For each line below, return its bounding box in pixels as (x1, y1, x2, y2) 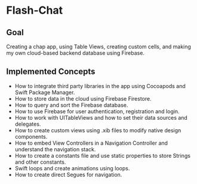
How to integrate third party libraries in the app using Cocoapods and (14, 82, 186, 89)
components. (14, 133, 48, 140)
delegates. (14, 120, 41, 127)
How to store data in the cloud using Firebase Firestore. (14, 95, 152, 102)
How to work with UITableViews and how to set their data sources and (14, 114, 188, 121)
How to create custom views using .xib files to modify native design (14, 126, 181, 134)
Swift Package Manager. (14, 89, 75, 96)
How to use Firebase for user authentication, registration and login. (14, 108, 180, 115)
